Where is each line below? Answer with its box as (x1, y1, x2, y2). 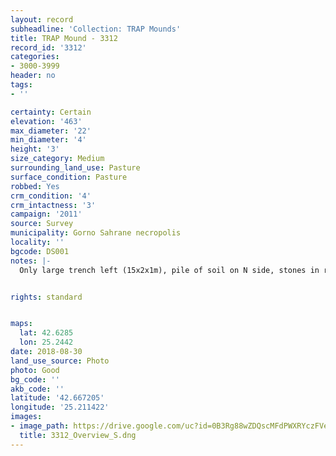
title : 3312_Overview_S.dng (19, 430, 137, 440)
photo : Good (10, 365, 60, 375)
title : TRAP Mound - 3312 (10, 33, 118, 43)
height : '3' (10, 144, 60, 155)
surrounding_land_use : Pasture (10, 163, 141, 173)
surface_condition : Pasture (10, 172, 128, 182)
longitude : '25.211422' (10, 402, 110, 413)
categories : (10, 52, 60, 62)
